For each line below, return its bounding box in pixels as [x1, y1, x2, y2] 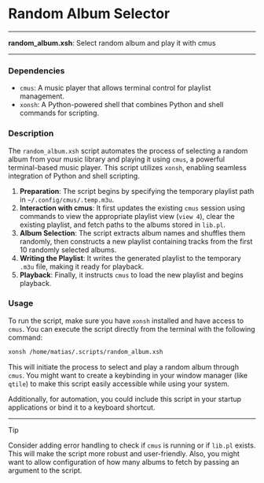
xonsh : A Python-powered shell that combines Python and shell [19, 100, 224, 110]
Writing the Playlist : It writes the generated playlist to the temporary [19, 253, 241, 262]
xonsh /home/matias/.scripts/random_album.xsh [8, 347, 163, 355]
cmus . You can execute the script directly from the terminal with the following [8, 324, 255, 333]
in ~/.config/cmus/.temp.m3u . [19, 195, 115, 204]
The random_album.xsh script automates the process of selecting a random [8, 146, 248, 155]
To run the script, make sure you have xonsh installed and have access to [8, 316, 244, 325]
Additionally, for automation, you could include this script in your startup [8, 394, 242, 403]
